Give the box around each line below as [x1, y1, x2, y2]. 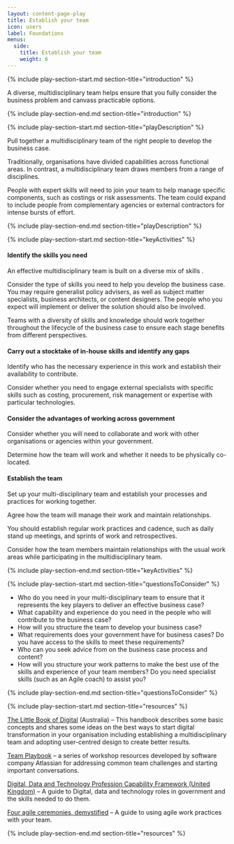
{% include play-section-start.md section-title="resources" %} [7, 701, 188, 710]
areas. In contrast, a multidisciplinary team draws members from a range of [7, 165, 224, 173]
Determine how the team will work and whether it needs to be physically [7, 451, 215, 459]
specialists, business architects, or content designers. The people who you [7, 295, 223, 303]
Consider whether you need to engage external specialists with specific [7, 384, 214, 392]
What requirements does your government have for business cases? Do [17, 630, 225, 639]
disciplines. [7, 172, 40, 180]
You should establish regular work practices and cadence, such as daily [7, 524, 214, 532]
